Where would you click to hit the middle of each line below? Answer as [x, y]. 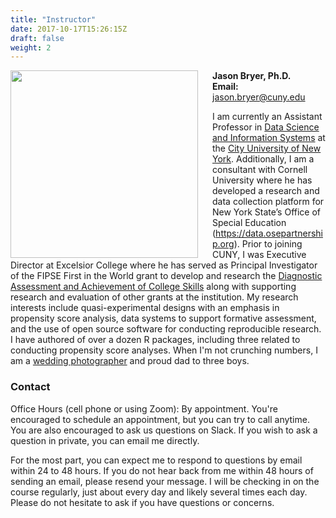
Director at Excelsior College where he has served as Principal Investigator [164, 265]
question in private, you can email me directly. [105, 440]
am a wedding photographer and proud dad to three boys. [130, 361]
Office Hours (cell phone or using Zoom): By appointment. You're [144, 408]
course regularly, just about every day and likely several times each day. [159, 492]
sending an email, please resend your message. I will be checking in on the [165, 481]
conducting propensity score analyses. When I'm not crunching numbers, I [164, 350]
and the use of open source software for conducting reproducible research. [166, 329]
